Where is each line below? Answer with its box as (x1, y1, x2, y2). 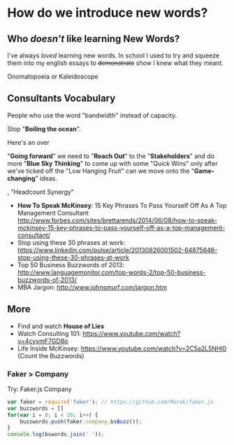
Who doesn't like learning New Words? (7, 33, 180, 45)
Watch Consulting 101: (17, 329, 82, 337)
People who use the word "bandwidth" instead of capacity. (7, 111, 177, 120)
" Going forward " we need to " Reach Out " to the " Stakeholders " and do (7, 152, 215, 160)
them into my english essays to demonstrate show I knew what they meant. (7, 59, 224, 67)
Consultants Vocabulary (7, 92, 116, 104)
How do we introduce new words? (7, 5, 208, 21)
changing (7, 174, 36, 183)
